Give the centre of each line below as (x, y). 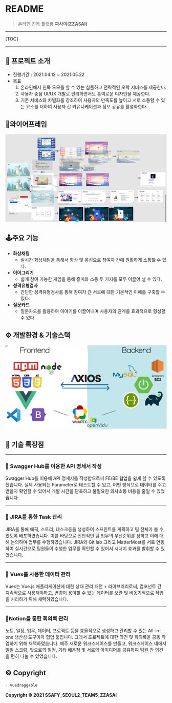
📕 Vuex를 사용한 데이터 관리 (38, 574)
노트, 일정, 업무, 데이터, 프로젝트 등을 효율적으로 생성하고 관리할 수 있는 (76, 631)
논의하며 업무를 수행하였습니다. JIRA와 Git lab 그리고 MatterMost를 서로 (83, 542)
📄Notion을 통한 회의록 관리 (37, 618)
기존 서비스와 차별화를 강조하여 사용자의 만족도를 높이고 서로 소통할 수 (90, 100)
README (25, 9)
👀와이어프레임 (26, 124)
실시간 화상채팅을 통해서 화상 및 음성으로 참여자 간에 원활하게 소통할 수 (91, 260)
